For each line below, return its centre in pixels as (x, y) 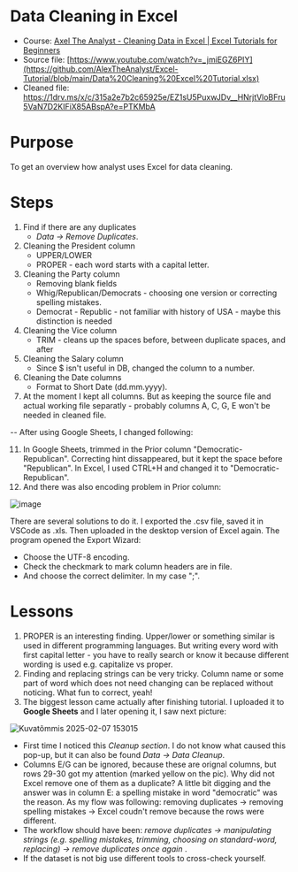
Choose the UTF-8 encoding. (76, 557)
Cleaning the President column (79, 246)
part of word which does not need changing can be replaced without (148, 683)
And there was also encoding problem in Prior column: (122, 486)
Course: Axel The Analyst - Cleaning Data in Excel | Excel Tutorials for (150, 41)
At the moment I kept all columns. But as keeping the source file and (147, 396)
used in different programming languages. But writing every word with (150, 645)
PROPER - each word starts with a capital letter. (123, 264)
